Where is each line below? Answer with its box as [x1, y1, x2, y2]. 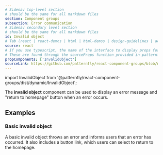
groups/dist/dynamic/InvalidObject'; [5, 80, 77, 86]
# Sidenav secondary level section [5, 25, 77, 30]
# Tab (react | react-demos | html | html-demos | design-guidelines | [5, 39, 153, 44]
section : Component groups [5, 16, 60, 21]
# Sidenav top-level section [5, 7, 64, 12]
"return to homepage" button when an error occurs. [5, 94, 109, 100]
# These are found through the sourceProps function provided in [5, 52, 140, 57]
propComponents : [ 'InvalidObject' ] [5, 57, 77, 62]
